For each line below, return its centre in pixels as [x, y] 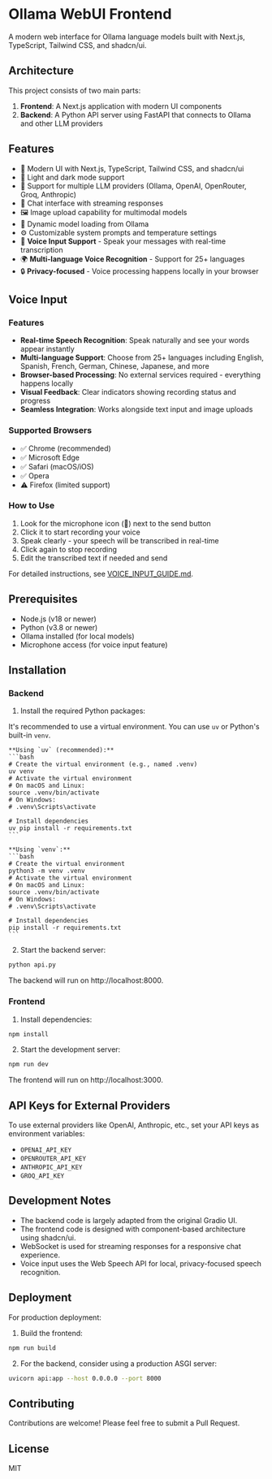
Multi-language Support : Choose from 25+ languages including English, [142, 357]
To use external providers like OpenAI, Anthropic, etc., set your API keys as [134, 1125]
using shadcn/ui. [48, 1237]
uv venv [22, 772]
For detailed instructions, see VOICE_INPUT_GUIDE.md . [101, 573]
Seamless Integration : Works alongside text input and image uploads [136, 409]
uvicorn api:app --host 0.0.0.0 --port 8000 [85, 1378]
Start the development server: [70, 1049]
